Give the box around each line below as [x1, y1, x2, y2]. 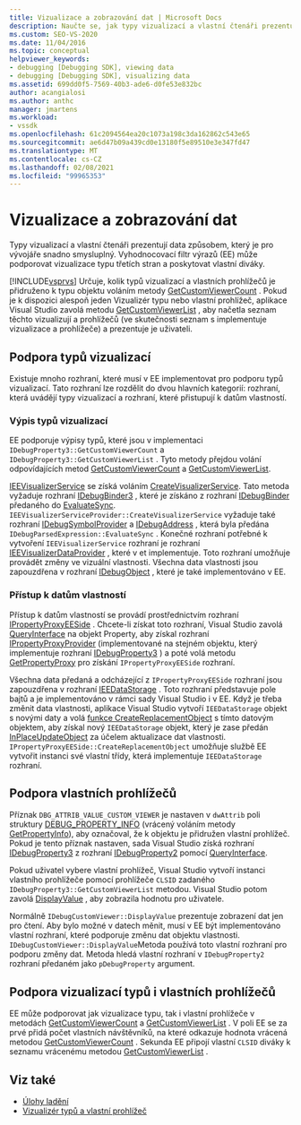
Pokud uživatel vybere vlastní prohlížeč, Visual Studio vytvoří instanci [9, 865, 266, 876]
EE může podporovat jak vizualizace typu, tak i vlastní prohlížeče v [9, 1009, 255, 1019]
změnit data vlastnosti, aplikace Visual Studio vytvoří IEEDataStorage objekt [9, 702, 288, 713]
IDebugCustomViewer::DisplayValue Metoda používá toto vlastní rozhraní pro [9, 940, 288, 950]
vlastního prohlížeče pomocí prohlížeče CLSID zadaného [9, 874, 215, 885]
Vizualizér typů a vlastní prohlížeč [21, 1105, 148, 1116]
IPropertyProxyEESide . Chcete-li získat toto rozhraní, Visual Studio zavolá [9, 619, 283, 630]
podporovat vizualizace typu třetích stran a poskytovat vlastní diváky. [9, 259, 266, 270]
